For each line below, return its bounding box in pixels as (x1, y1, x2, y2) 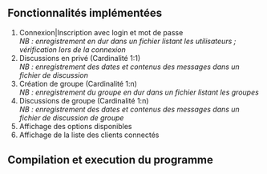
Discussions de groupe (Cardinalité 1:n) (18, 95, 149, 105)
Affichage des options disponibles (18, 121, 132, 131)
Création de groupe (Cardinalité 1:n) (18, 79, 138, 88)
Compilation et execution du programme (7, 153, 213, 167)
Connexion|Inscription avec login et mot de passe (18, 27, 184, 37)
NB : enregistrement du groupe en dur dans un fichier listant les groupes (18, 87, 260, 97)
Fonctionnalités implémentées (7, 6, 163, 20)
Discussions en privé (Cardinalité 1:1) (18, 53, 141, 63)
